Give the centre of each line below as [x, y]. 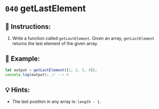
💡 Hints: [18, 90]
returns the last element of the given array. [55, 44]
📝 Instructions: [28, 27]
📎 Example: [23, 59]
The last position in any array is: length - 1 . [57, 102]
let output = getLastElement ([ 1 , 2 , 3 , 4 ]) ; [51, 70]
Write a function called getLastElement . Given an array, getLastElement [83, 38]
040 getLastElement [45, 9]
